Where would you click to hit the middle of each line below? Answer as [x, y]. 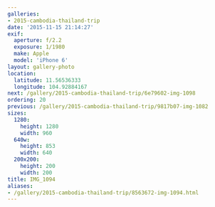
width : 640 [36, 153]
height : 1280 [40, 126]
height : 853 [38, 147]
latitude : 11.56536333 [47, 80]
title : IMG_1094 [31, 179]
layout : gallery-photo [41, 67]
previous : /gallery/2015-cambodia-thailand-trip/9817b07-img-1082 [108, 107]
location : [22, 73]
